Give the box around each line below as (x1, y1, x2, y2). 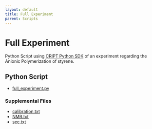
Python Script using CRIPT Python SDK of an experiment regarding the (5, 53, 147, 59)
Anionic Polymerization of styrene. (5, 58, 75, 64)
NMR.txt (12, 114, 29, 120)
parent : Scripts (5, 16, 38, 21)
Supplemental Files (5, 98, 52, 105)
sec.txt (12, 119, 26, 125)
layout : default (5, 7, 38, 12)
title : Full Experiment (5, 12, 54, 17)
